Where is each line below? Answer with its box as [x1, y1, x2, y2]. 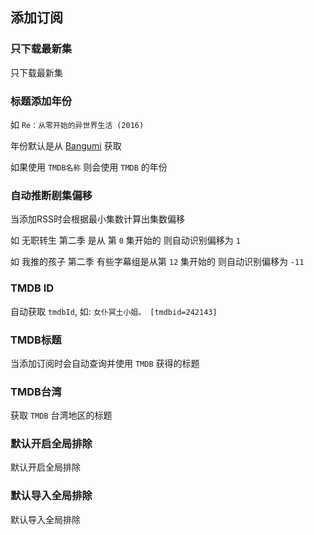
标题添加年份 [10, 94, 73, 108]
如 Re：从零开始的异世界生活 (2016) [10, 118, 145, 130]
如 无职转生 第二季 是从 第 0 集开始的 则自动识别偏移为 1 [10, 234, 241, 247]
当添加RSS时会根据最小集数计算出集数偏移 [10, 213, 185, 225]
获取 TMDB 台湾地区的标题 [10, 409, 113, 422]
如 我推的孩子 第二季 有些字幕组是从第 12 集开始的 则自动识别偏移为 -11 [10, 256, 305, 268]
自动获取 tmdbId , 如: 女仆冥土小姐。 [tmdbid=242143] [10, 305, 218, 317]
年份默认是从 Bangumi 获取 [10, 139, 122, 152]
